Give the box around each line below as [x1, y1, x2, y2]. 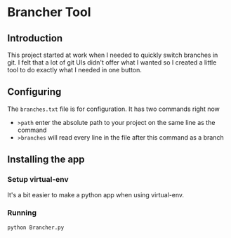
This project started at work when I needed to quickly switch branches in [7, 51, 218, 59]
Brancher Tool [7, 4, 91, 20]
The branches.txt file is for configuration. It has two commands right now [7, 105, 220, 113]
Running [7, 208, 37, 218]
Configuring [7, 86, 62, 98]
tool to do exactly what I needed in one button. [7, 66, 143, 74]
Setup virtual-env [7, 175, 69, 185]
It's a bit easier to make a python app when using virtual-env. [7, 190, 185, 199]
